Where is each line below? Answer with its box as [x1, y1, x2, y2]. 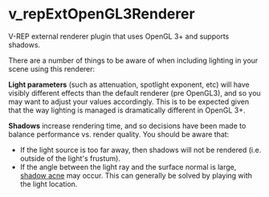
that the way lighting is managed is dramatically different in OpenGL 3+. [8, 105, 247, 115]
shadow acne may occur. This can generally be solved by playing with [19, 170, 253, 180]
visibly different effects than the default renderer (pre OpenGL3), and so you [8, 88, 261, 97]
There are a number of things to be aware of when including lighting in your [8, 55, 259, 65]
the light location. [19, 179, 78, 189]
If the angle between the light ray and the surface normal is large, [19, 162, 237, 171]
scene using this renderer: [8, 64, 96, 73]
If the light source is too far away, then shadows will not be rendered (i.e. [19, 145, 262, 154]
